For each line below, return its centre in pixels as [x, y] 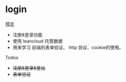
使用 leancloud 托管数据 [38, 41]
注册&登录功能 [27, 34]
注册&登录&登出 [29, 68]
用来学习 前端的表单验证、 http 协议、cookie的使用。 [68, 47]
